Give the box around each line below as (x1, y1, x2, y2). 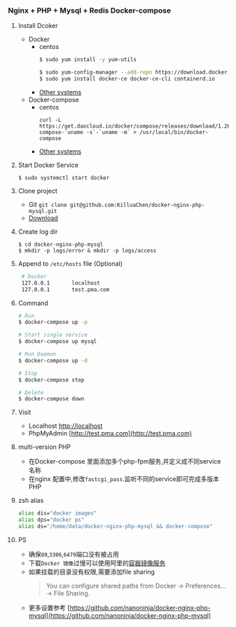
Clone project (18, 187, 58, 195)
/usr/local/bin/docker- (139, 128, 209, 135)
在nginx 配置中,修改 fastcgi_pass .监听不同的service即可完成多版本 (28, 475, 220, 483)
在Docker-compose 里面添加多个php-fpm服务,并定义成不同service (28, 457, 221, 466)
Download (28, 213, 58, 222)
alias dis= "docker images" (18, 510, 97, 517)
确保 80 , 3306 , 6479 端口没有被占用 (28, 550, 120, 558)
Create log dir (18, 227, 58, 236)
